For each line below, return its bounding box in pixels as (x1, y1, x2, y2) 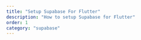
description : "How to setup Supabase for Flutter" (6, 14, 136, 20)
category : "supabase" (6, 25, 61, 31)
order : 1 (6, 19, 28, 25)
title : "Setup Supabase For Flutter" (6, 8, 101, 15)
